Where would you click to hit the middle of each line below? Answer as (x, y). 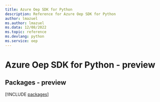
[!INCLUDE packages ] (27, 94)
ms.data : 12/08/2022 (26, 28)
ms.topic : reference (26, 32)
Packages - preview (36, 83)
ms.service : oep (21, 41)
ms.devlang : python (25, 37)
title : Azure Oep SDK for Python (39, 9)
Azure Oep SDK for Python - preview (80, 65)
